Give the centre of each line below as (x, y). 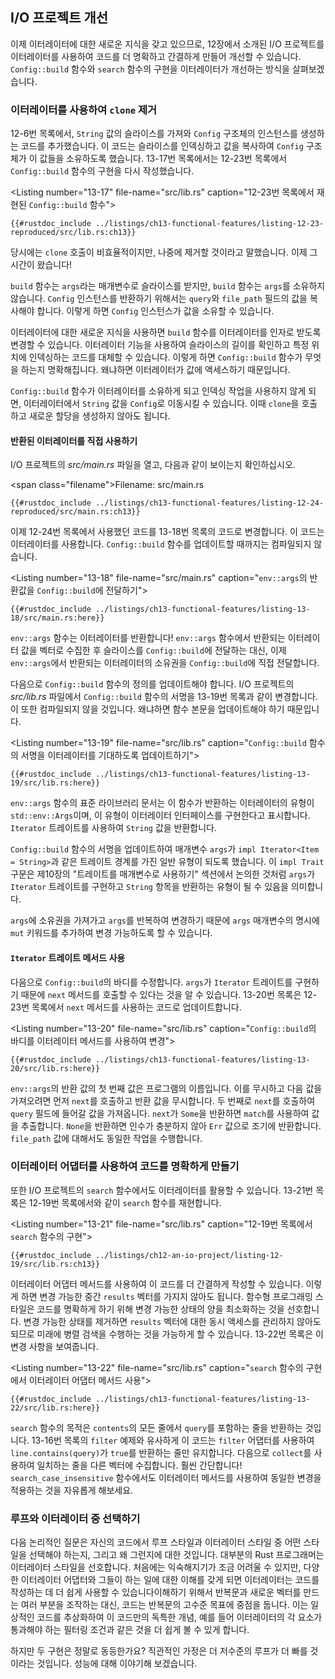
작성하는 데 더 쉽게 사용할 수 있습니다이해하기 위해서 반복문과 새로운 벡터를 (156, 1592)
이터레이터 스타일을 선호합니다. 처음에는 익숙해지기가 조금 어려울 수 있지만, (156, 1567)
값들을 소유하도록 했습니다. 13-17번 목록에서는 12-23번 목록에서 (163, 159)
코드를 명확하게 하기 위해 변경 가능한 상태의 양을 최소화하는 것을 (160, 1309)
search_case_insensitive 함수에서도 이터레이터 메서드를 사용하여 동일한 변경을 (166, 1477)
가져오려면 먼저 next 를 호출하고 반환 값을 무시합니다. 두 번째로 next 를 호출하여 (163, 1100)
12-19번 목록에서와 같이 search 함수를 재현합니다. (125, 1202)
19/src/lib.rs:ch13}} (55, 1264)
